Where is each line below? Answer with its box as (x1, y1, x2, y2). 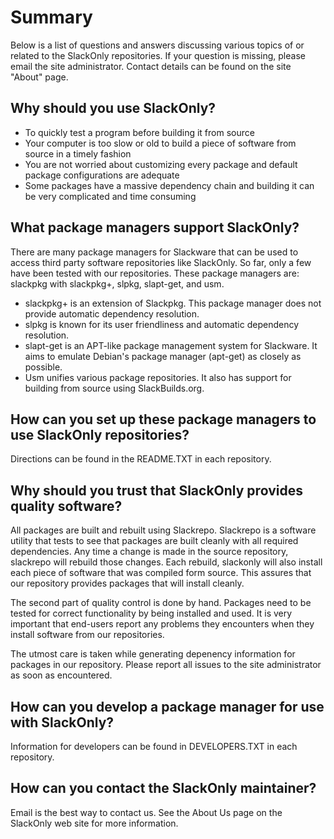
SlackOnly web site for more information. (10, 817, 179, 829)
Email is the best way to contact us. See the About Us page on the (10, 806, 283, 818)
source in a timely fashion (24, 147, 132, 160)
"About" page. (10, 71, 69, 83)
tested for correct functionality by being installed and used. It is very (10, 607, 293, 620)
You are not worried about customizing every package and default (24, 158, 298, 170)
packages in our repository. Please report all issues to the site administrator (10, 659, 322, 671)
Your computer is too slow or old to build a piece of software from (24, 137, 297, 149)
